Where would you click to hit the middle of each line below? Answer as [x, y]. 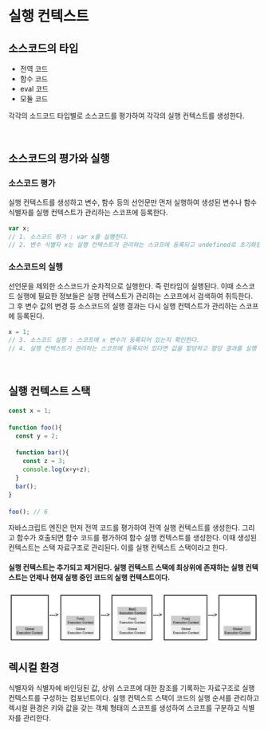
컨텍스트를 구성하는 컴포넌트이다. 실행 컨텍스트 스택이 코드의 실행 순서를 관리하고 [134, 698]
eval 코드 [34, 89]
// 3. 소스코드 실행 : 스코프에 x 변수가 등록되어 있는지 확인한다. [104, 340]
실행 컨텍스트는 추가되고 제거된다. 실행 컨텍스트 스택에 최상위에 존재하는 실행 [126, 567]
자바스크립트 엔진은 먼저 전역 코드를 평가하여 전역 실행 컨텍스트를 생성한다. [124, 528]
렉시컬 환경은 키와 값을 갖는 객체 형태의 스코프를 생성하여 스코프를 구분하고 [124, 708]
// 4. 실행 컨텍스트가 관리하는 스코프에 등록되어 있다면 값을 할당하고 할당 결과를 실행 [132, 349]
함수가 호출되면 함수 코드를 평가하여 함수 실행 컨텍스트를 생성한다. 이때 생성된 [137, 538]
